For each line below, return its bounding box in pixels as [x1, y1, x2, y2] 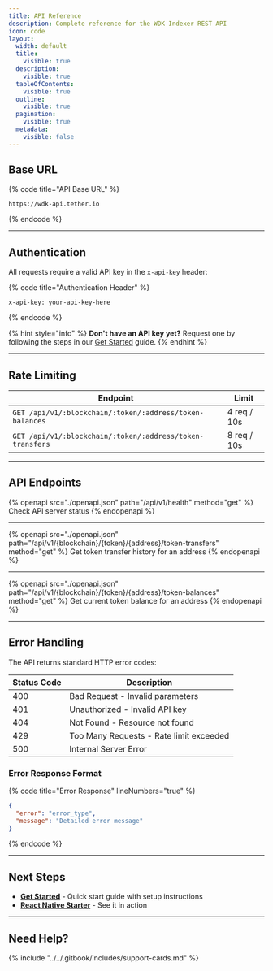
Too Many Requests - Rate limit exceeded [69, 730, 230, 741]
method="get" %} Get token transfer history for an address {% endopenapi [8, 546, 260, 557]
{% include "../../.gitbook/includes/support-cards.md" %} [8, 953, 199, 963]
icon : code [8, 27, 45, 35]
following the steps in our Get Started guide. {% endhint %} [8, 337, 208, 347]
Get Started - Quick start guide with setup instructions [19, 891, 203, 902]
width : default [15, 42, 67, 50]
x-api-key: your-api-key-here [8, 298, 111, 307]
